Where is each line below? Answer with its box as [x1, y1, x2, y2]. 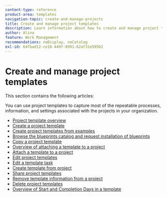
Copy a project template [12, 138, 62, 144]
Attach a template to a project [12, 149, 74, 155]
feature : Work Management [5, 35, 59, 40]
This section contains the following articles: [5, 93, 94, 98]
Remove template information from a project [12, 175, 103, 182]
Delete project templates [12, 181, 63, 187]
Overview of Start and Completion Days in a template [12, 186, 122, 192]
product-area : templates [5, 12, 57, 17]
